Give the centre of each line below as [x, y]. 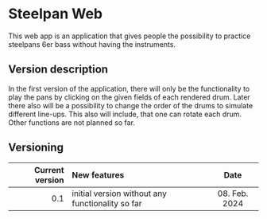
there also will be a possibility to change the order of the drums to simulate [131, 105]
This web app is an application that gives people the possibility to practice [130, 36]
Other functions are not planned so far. [72, 122]
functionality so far [107, 203]
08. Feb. [233, 194]
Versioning [36, 148]
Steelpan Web [56, 14]
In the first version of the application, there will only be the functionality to [129, 88]
